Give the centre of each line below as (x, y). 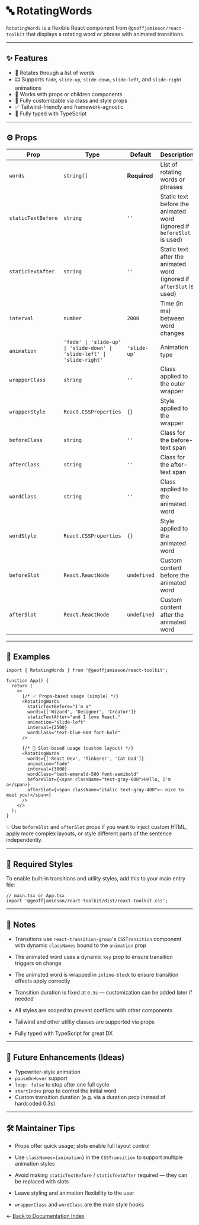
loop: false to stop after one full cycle (62, 1084)
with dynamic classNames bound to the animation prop (80, 945)
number (73, 318)
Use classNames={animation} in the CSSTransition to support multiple (99, 1157)
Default (141, 154)
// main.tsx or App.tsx (36, 896)
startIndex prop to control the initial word (65, 1091)
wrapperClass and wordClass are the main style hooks (79, 1204)
